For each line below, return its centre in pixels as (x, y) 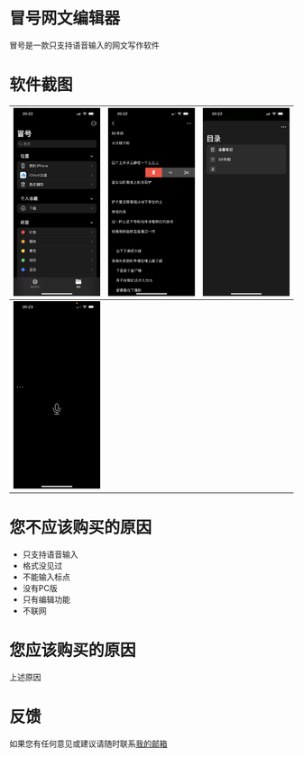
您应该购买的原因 (73, 651)
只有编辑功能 (46, 599)
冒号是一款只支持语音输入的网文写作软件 (84, 45)
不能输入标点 (46, 577)
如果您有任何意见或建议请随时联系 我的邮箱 (88, 743)
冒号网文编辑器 (65, 18)
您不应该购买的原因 (81, 528)
